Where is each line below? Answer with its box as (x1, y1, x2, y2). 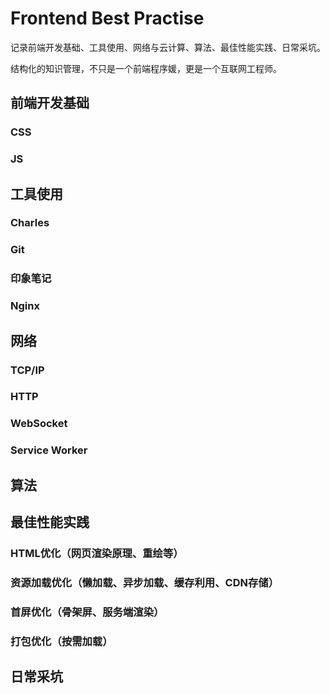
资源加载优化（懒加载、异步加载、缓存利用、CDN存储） (10, 575, 280, 589)
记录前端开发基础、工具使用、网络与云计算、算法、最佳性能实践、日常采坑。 (10, 41, 326, 53)
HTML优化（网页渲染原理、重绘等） (10, 547, 184, 561)
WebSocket (10, 417, 68, 431)
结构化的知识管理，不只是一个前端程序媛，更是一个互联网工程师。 (10, 62, 282, 74)
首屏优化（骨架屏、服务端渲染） (10, 605, 165, 619)
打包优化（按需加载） (10, 634, 113, 648)
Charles (10, 216, 50, 230)
